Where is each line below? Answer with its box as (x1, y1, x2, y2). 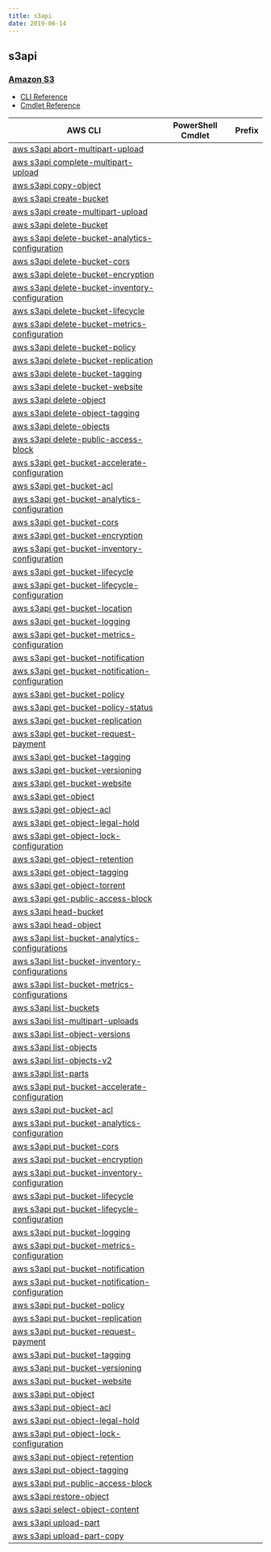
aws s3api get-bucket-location (12, 603, 133, 614)
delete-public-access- (52, 434, 143, 445)
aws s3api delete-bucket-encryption (12, 269, 155, 280)
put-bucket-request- (52, 1326, 136, 1338)
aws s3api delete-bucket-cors (12, 256, 131, 267)
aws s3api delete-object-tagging (12, 408, 140, 419)
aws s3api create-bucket (12, 193, 109, 205)
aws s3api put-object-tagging (12, 1465, 129, 1476)
